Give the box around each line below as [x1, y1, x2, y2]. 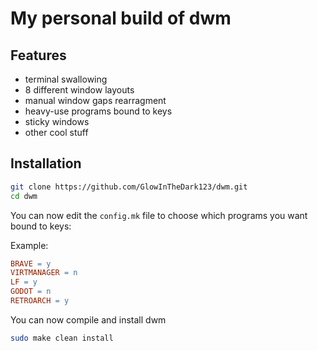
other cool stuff [24, 127, 89, 138]
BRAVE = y [10, 258, 52, 269]
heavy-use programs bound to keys [24, 105, 173, 117]
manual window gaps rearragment [24, 95, 167, 106]
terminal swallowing [24, 73, 108, 85]
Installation [10, 155, 82, 172]
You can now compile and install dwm [10, 313, 167, 326]
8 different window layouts [24, 84, 135, 96]
